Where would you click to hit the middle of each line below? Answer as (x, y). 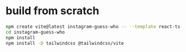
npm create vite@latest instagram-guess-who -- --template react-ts (93, 27)
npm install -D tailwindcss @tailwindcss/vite (65, 43)
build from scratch (52, 11)
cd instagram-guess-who (35, 32)
